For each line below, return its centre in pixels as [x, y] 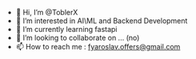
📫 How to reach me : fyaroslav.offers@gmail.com [98, 47]
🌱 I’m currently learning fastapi [66, 29]
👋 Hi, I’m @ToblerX [47, 12]
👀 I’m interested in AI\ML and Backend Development [102, 21]
